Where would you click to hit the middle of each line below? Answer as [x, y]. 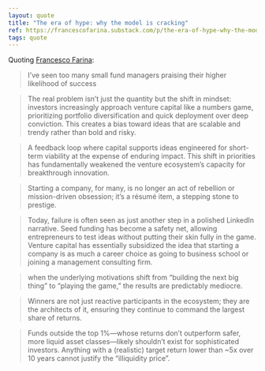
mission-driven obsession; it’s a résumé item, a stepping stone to [133, 197]
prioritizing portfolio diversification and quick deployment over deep [138, 116]
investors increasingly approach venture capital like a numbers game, [140, 107]
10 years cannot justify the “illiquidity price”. [99, 358]
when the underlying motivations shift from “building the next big [133, 278]
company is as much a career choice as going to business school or [138, 254]
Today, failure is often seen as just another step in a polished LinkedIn [141, 220]
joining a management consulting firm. [90, 262]
